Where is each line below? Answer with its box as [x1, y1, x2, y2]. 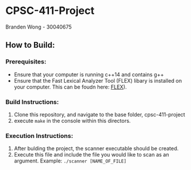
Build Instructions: [5, 98, 59, 106]
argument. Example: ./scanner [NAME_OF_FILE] [13, 157, 127, 164]
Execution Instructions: [5, 132, 74, 140]
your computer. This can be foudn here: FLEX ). [13, 83, 127, 90]
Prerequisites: [5, 58, 47, 66]
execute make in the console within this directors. [13, 117, 131, 124]
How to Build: [5, 40, 55, 50]
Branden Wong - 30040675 [5, 23, 72, 30]
